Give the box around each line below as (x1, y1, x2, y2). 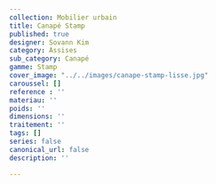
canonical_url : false (9, 145, 90, 154)
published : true (9, 29, 69, 38)
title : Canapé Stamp (9, 21, 86, 30)
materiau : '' (9, 95, 58, 105)
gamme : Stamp (9, 63, 58, 72)
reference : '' (9, 87, 66, 96)
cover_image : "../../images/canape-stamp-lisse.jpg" (9, 71, 209, 80)
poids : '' (9, 104, 46, 113)
